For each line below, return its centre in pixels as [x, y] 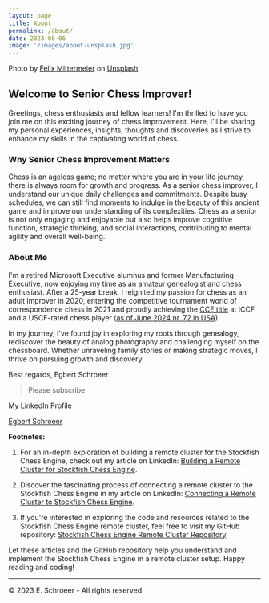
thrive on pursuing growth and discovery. [76, 359]
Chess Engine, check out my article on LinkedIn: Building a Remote [130, 460]
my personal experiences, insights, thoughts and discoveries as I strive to [129, 130]
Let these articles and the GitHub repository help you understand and [123, 550]
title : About [30, 23]
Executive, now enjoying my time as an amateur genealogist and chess [125, 283]
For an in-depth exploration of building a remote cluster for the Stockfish [139, 452]
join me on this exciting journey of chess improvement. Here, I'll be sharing [132, 121]
